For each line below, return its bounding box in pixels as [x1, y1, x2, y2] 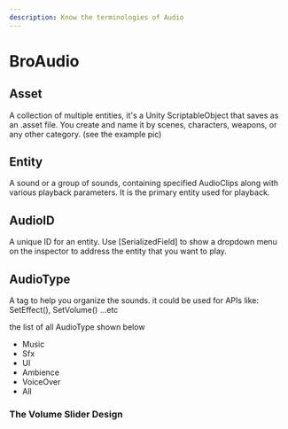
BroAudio [9, 51, 80, 71]
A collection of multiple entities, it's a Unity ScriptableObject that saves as [9, 110, 279, 121]
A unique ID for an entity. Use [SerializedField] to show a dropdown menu [9, 237, 277, 247]
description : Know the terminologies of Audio [9, 12, 184, 22]
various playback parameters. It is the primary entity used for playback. [9, 187, 270, 198]
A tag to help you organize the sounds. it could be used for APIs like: [9, 295, 260, 306]
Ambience [21, 367, 60, 378]
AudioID [9, 213, 55, 228]
